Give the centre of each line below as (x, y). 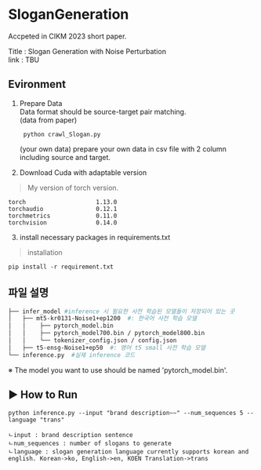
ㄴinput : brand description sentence (71, 435)
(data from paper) (48, 120)
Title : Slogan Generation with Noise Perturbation (87, 51)
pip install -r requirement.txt (61, 267)
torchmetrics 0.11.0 (63, 216)
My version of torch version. (73, 188)
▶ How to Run (43, 395)
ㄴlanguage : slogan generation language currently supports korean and (129, 452)
